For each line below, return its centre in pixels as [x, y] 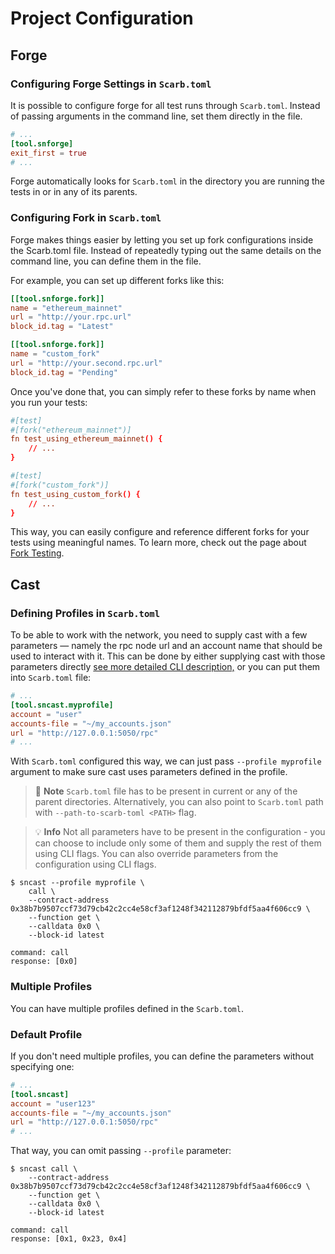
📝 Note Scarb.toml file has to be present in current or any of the [166, 791]
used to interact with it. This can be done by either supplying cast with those [168, 656]
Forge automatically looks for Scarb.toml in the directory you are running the [168, 181]
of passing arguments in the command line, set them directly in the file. [156, 116]
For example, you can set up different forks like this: [117, 280]
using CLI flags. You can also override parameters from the [156, 854]
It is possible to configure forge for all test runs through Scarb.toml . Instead [165, 105]
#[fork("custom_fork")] [60, 485]
